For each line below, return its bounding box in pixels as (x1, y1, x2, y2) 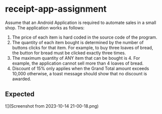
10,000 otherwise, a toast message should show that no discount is (12, 70, 147, 76)
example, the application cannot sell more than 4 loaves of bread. (12, 60, 144, 66)
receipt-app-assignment (5, 3, 107, 15)
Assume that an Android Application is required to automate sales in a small (5, 20, 157, 25)
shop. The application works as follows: (5, 24, 85, 30)
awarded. (12, 76, 32, 82)
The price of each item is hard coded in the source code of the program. (12, 34, 158, 40)
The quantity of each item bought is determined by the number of (12, 39, 144, 45)
